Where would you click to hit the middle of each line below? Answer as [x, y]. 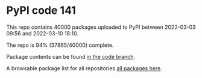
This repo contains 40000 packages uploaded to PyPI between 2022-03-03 [101, 27]
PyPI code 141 [41, 10]
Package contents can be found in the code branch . [71, 56]
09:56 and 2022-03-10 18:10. [42, 33]
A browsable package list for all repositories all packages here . [84, 68]
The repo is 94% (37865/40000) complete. [60, 45]
